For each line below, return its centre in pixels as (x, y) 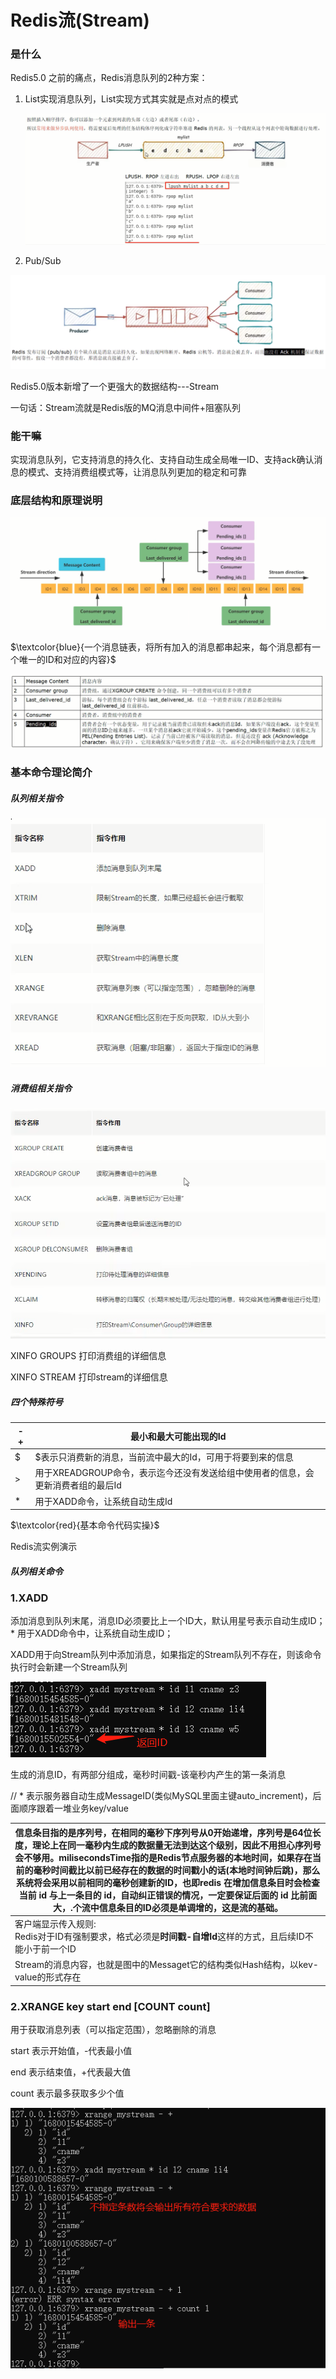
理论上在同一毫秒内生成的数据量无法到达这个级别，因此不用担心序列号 (176, 1845)
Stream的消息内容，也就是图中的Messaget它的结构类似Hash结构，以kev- (166, 1965)
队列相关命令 (36, 1571)
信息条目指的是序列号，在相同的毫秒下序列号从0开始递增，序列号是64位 (163, 1832)
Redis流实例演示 (44, 1546)
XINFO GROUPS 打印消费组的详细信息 (88, 1356)
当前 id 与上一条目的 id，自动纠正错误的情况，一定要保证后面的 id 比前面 (168, 1895)
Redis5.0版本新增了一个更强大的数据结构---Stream (115, 386)
